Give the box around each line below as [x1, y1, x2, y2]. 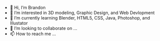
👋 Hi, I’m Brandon [9, 5, 46, 10]
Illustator [9, 20, 28, 26]
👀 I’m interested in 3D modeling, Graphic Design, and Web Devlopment [9, 10, 155, 16]
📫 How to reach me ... [9, 31, 56, 37]
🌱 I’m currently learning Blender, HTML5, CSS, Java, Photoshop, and [9, 15, 151, 20]
